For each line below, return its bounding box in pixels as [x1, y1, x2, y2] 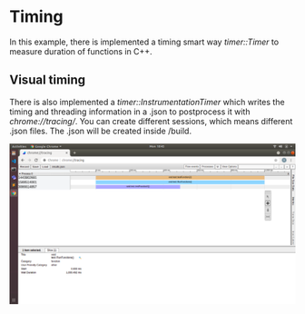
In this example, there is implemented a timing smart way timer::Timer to [9, 36, 280, 47]
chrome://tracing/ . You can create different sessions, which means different [9, 115, 293, 126]
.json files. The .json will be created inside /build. [9, 125, 192, 136]
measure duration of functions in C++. [9, 45, 152, 56]
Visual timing [9, 73, 86, 88]
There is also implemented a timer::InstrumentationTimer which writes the [9, 96, 285, 107]
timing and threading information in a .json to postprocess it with [9, 106, 251, 117]
